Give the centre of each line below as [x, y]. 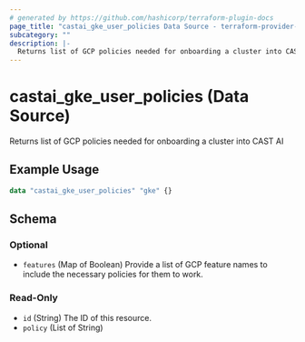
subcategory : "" [40, 35]
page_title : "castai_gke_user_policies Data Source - [113, 26]
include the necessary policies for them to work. [113, 275]
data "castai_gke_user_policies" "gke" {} [91, 191]
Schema [33, 219]
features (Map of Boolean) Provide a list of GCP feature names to [145, 265]
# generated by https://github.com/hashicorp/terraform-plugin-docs [142, 18]
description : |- [40, 43]
